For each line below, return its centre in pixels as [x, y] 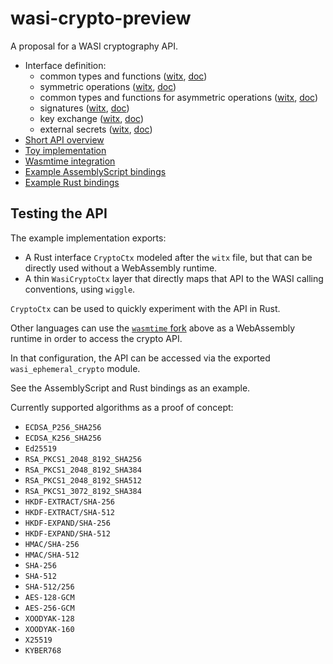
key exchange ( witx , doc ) [92, 118]
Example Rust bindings [72, 182]
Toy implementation [65, 150]
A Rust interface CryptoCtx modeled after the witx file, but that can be [168, 257]
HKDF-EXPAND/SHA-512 [67, 533]
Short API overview [64, 139]
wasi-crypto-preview [101, 18]
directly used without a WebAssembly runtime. [121, 268]
